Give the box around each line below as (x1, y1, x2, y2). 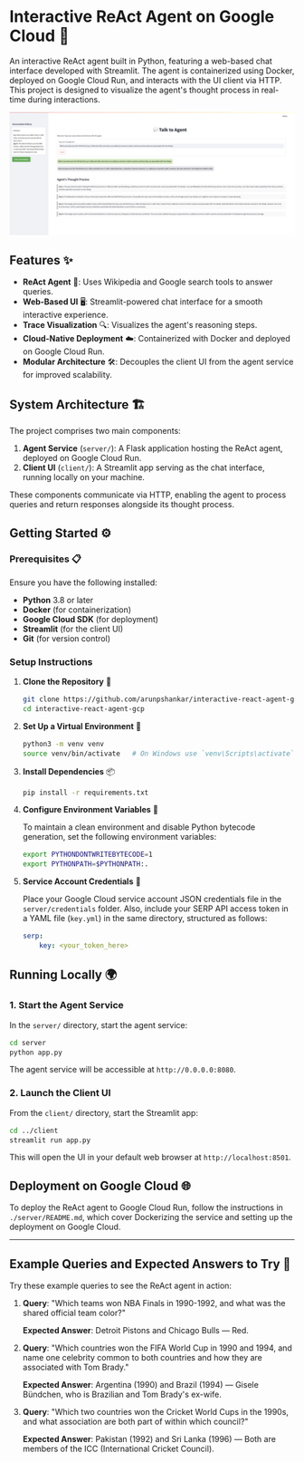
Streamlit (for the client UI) (22, 623, 124, 634)
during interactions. (27, 93, 101, 105)
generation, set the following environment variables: (22, 832, 217, 842)
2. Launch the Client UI (9, 1087, 111, 1100)
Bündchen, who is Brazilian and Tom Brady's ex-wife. (22, 1389, 222, 1400)
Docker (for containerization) (22, 604, 132, 615)
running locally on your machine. (22, 472, 145, 483)
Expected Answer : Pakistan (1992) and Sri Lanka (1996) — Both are (22, 1434, 276, 1445)
